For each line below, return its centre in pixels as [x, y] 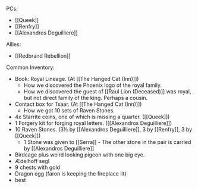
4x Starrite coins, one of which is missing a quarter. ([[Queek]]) [92, 117]
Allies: [14, 44]
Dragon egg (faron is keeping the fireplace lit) [70, 174]
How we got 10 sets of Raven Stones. [69, 110]
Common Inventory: [30, 67]
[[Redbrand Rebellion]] [43, 56]
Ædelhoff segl [32, 161]
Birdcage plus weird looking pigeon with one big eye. [80, 155]
